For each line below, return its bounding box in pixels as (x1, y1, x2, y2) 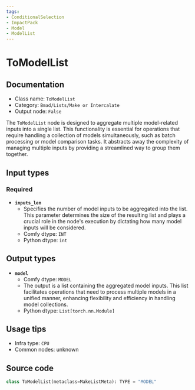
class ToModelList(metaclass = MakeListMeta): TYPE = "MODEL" (6, 379, 157, 385)
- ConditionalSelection (6, 14, 65, 20)
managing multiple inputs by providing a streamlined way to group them (6, 144, 181, 151)
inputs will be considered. (23, 224, 87, 231)
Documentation (6, 79, 65, 89)
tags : (6, 8, 19, 15)
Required (6, 186, 33, 194)
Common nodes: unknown (14, 346, 79, 353)
